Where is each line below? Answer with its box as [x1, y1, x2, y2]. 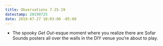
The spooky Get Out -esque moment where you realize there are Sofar [12, 30, 156, 36]
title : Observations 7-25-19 [5, 7, 66, 12]
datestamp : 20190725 [5, 12, 48, 17]
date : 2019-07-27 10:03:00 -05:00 [5, 16, 77, 21]
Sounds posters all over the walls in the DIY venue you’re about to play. [12, 35, 158, 41]
